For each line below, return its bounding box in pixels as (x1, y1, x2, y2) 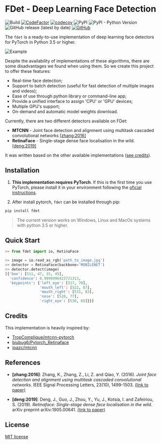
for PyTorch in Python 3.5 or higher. (5, 39, 76, 45)
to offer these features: (5, 68, 51, 74)
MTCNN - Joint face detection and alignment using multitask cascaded (12, 127, 154, 133)
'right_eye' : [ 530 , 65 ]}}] (39, 298, 94, 304)
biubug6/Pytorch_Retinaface (12, 339, 69, 345)
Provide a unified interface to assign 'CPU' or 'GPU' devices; (12, 98, 133, 104)
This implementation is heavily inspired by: (5, 325, 90, 330)
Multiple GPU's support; (12, 103, 60, 109)
